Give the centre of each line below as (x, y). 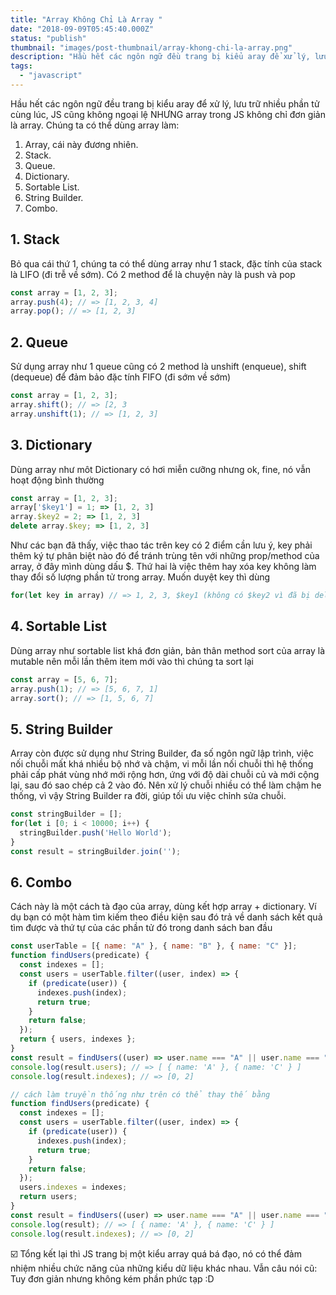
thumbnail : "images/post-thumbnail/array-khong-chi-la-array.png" (151, 47)
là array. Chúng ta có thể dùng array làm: (95, 125)
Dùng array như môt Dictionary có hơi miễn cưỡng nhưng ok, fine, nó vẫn (161, 469)
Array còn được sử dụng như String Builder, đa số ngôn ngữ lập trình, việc (162, 753)
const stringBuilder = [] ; (66, 814)
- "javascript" (51, 76)
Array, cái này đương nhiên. (81, 144)
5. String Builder (61, 729)
